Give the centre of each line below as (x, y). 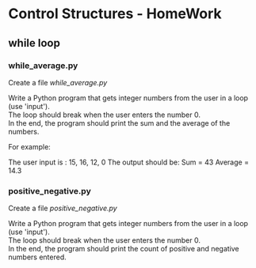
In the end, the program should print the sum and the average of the (119, 123)
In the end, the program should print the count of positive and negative (124, 249)
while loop (34, 43)
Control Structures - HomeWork (115, 14)
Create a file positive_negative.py (63, 208)
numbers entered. (37, 257)
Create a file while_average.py (58, 82)
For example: (30, 146)
